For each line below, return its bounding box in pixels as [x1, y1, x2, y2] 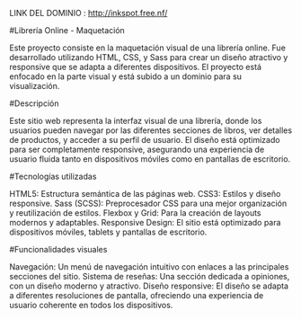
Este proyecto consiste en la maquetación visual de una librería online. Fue [9, 42, 286, 53]
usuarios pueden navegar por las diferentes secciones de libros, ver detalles [9, 125, 293, 136]
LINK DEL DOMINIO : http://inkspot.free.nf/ [9, 8, 168, 18]
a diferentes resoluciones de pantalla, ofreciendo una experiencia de [9, 290, 264, 300]
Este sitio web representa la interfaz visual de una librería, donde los [9, 116, 262, 126]
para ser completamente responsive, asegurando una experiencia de [9, 144, 265, 155]
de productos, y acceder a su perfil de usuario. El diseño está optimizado [9, 135, 280, 145]
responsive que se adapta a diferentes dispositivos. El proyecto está [9, 62, 262, 72]
